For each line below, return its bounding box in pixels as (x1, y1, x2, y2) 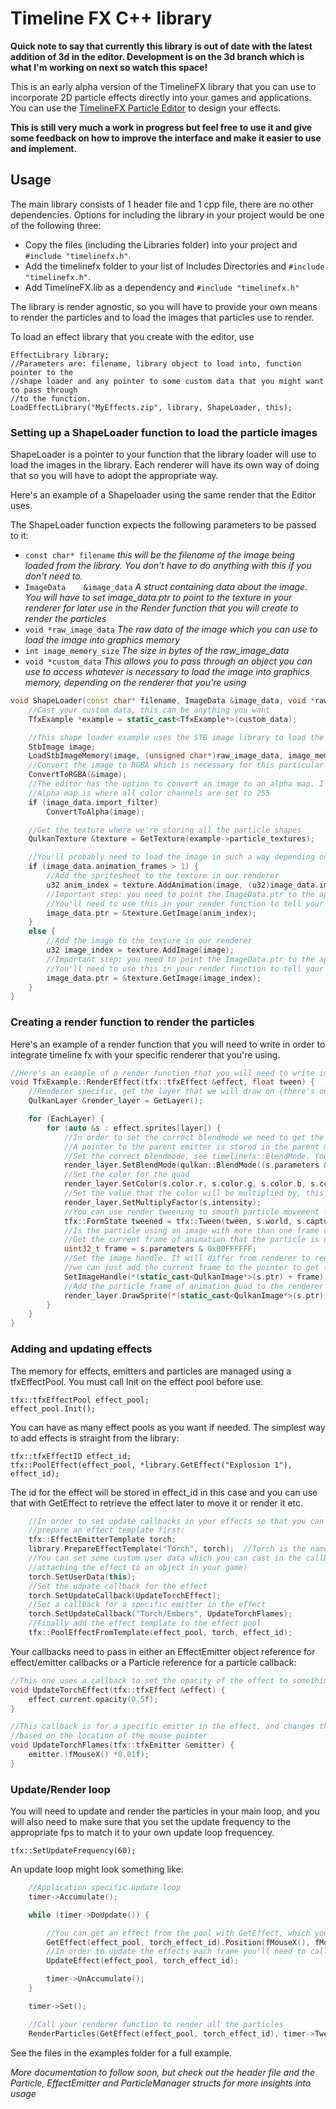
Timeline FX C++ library (10, 7, 213, 30)
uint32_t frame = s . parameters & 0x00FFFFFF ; (63, 1244, 257, 1254)
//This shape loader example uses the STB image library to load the (28, 732, 325, 742)
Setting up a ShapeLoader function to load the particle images (10, 425, 318, 439)
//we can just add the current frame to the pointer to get (63, 1263, 320, 1273)
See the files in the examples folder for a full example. (10, 2047, 232, 2059)
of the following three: (10, 219, 102, 231)
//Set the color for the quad (63, 1170, 190, 1180)
